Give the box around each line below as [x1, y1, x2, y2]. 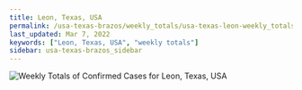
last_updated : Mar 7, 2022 [9, 29, 111, 38]
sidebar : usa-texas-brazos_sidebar [9, 46, 143, 55]
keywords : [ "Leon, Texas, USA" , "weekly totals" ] [9, 37, 200, 47]
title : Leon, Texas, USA [9, 12, 102, 22]
